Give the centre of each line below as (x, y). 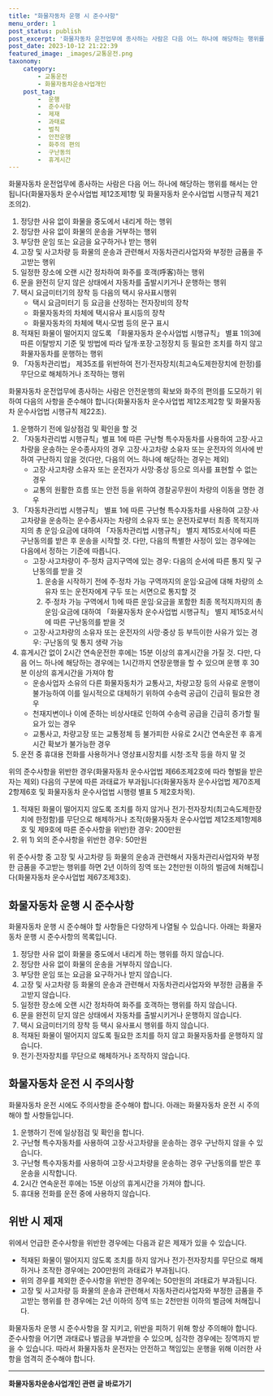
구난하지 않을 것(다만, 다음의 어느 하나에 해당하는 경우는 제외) (132, 460)
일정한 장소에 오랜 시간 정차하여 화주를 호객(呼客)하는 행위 (112, 273)
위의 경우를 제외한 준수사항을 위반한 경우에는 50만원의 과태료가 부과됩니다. (139, 1280)
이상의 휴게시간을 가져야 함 (71, 673)
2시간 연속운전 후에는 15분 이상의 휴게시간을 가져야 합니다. (113, 1183)
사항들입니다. (53, 1115)
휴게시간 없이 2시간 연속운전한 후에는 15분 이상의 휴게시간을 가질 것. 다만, (136, 652)
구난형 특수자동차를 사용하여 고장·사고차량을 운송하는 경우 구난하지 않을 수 (137, 1142)
